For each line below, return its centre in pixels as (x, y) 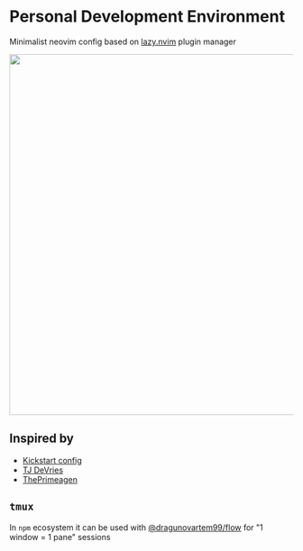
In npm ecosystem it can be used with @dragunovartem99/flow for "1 (136, 527)
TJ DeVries (43, 470)
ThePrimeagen (50, 479)
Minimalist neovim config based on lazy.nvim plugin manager (123, 41)
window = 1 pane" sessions (60, 537)
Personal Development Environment (147, 17)
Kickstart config (52, 460)
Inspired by (41, 439)
